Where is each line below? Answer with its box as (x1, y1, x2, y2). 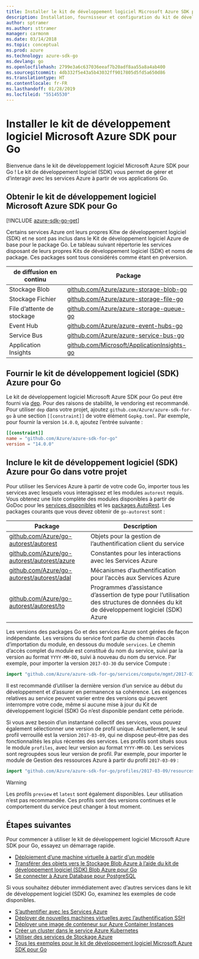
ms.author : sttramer (6, 25, 57, 31)
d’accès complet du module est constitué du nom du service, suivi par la (6, 647, 184, 654)
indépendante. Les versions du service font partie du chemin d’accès (6, 634, 175, 641)
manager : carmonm (6, 31, 49, 37)
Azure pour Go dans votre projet (6, 467, 127, 477)
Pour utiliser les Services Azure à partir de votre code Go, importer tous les (6, 482, 190, 490)
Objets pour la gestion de (91, 532, 161, 540)
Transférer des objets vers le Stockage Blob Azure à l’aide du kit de (14, 860, 179, 867)
